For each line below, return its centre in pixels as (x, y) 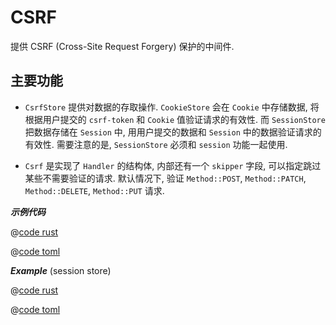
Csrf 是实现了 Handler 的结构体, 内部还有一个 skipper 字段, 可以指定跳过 (173, 165)
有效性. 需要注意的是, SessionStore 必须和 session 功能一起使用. (156, 144)
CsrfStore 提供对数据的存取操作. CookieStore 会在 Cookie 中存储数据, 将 (172, 107)
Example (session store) (61, 270)
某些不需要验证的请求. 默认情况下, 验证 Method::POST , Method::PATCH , (165, 178)
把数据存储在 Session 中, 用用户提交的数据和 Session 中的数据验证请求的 (173, 132)
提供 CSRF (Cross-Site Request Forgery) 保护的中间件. (122, 46)
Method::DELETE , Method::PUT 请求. (94, 190)
